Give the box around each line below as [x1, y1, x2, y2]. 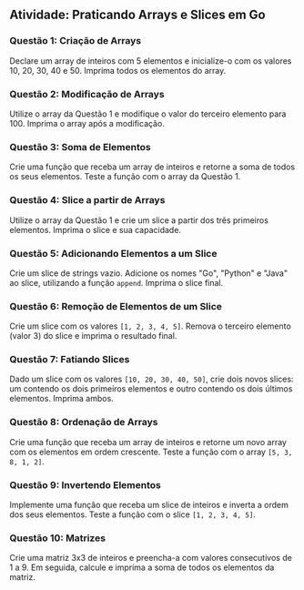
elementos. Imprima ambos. [9, 393, 114, 404]
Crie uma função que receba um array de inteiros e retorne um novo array [9, 436, 287, 447]
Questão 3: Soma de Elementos [9, 140, 152, 153]
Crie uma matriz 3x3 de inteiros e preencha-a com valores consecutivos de [9, 553, 293, 564]
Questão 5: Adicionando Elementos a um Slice [9, 247, 218, 259]
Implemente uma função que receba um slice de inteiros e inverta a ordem [9, 500, 289, 511]
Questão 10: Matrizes [9, 532, 106, 544]
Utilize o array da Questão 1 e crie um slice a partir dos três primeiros [9, 214, 269, 226]
